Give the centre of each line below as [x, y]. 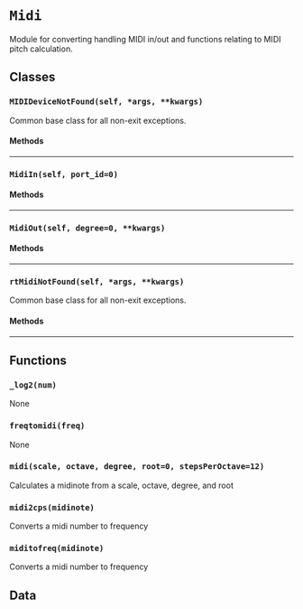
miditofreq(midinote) [57, 548]
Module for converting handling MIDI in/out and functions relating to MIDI [145, 39]
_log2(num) [33, 385]
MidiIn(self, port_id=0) [64, 174]
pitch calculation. [41, 49]
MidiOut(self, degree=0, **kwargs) [87, 228]
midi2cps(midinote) [52, 507]
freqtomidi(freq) [47, 426]
